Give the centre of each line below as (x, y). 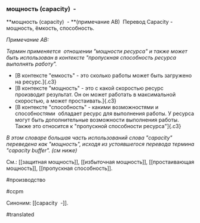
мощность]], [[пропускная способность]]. (59, 168)
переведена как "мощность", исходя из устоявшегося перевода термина (100, 144)
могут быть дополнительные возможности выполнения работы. (97, 120)
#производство (26, 180)
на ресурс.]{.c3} (36, 82)
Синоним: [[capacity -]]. (37, 203)
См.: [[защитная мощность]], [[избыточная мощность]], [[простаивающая (100, 162)
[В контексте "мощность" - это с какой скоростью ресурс (89, 88)
